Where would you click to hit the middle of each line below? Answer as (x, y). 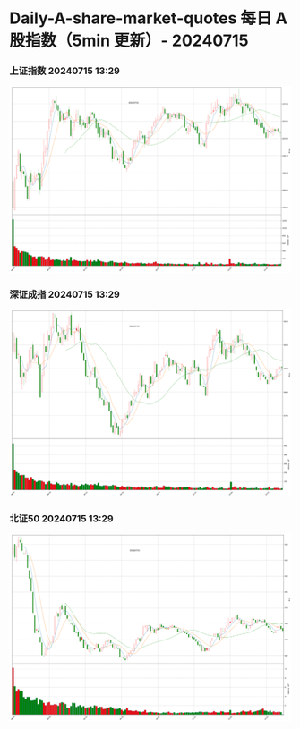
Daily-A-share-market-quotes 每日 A (149, 18)
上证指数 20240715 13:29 (65, 71)
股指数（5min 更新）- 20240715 (129, 41)
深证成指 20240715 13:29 (65, 294)
